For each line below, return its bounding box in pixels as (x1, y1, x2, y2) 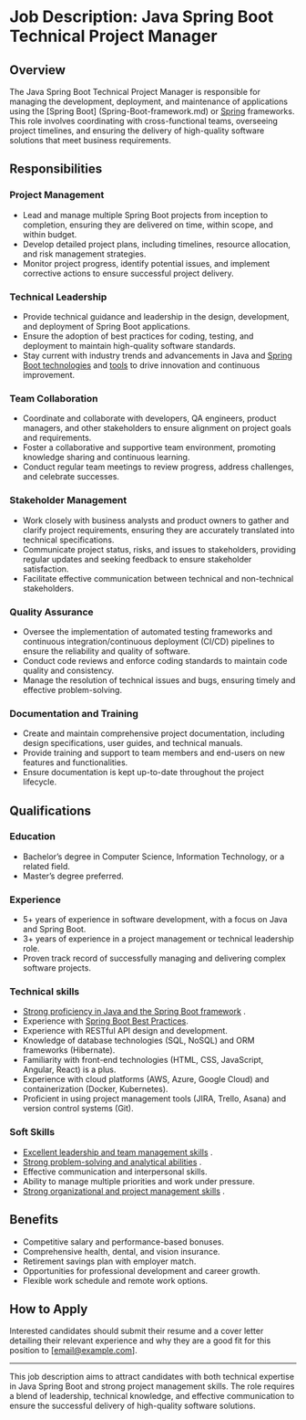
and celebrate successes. (22, 471, 120, 482)
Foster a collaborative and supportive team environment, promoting (22, 442, 276, 453)
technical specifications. (22, 534, 115, 545)
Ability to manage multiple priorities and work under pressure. (22, 1175, 255, 1186)
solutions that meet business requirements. (9, 135, 171, 145)
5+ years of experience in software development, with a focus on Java (22, 914, 288, 925)
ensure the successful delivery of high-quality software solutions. (9, 1400, 257, 1412)
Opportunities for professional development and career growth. (22, 1265, 260, 1276)
